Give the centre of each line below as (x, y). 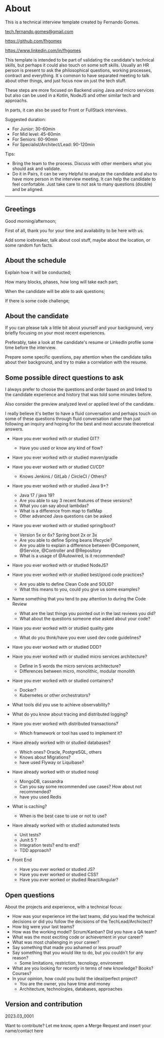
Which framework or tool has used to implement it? (71, 733)
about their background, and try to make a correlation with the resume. (76, 362)
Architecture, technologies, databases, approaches (71, 989)
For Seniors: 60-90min (35, 139)
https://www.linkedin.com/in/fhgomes (43, 50)
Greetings (20, 209)
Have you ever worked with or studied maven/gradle (65, 458)
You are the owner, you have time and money (65, 984)
